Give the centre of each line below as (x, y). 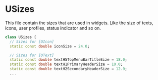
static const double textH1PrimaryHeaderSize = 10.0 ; (66, 64)
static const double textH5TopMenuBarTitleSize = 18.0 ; (68, 60)
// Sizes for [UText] (32, 55)
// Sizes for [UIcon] (32, 41)
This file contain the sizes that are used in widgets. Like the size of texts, (79, 23)
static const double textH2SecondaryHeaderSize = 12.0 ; (68, 69)
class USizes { (21, 37)
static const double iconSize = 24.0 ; (50, 46)
